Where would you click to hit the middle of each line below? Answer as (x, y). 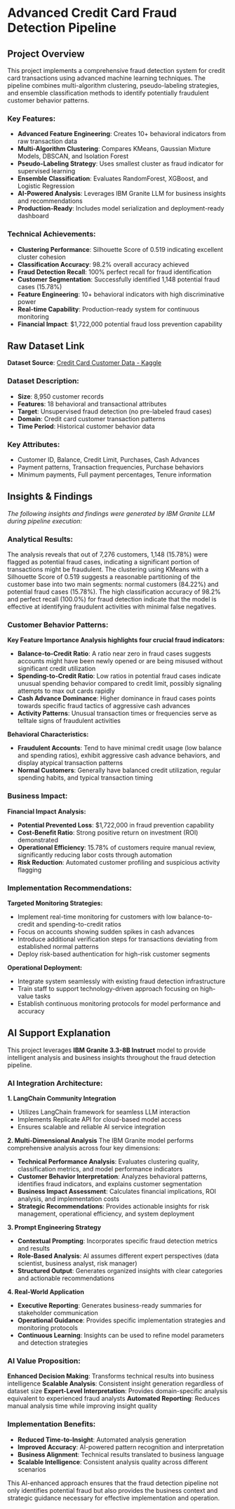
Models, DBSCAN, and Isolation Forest (73, 157)
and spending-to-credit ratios (79, 924)
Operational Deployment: (45, 968)
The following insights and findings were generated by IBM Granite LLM (111, 513)
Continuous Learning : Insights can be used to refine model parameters (121, 1336)
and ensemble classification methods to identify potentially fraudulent (108, 93)
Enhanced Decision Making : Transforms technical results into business (111, 1376)
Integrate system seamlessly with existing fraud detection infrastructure (121, 981)
